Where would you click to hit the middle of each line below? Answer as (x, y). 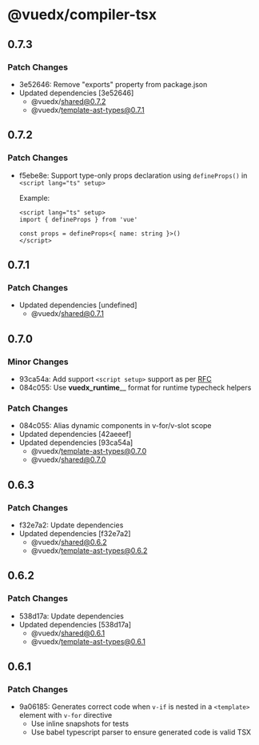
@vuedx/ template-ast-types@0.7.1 (88, 110)
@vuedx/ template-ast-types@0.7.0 (89, 451)
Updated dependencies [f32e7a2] (75, 533)
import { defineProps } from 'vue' (78, 219)
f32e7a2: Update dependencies (71, 525)
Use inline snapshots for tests (80, 724)
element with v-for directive (66, 715)
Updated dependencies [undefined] (78, 305)
